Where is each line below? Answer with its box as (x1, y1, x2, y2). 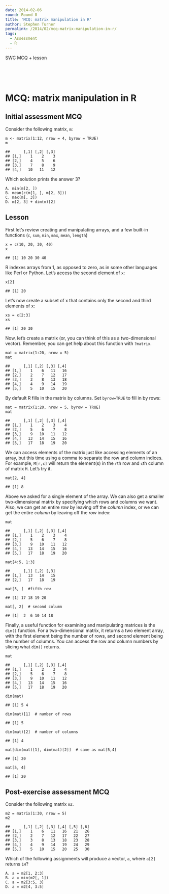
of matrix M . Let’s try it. (5, 465, 52, 471)
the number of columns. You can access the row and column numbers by (5, 638, 159, 644)
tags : (5, 31, 17, 36)
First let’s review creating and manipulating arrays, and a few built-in (5, 226, 148, 232)
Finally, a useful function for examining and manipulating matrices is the (5, 622, 156, 628)
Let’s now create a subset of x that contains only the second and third (5, 297, 151, 303)
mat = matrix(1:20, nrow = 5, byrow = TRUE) (5, 405, 101, 410)
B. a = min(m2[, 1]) (5, 875, 49, 881)
